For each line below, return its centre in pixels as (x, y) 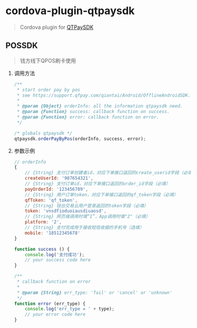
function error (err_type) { (50, 304)
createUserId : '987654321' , (59, 178)
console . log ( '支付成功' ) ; (55, 254)
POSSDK (22, 46)
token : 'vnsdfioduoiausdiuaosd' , (66, 211)
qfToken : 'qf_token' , (51, 200)
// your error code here (55, 314)
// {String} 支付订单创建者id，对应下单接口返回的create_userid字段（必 (106, 173)
